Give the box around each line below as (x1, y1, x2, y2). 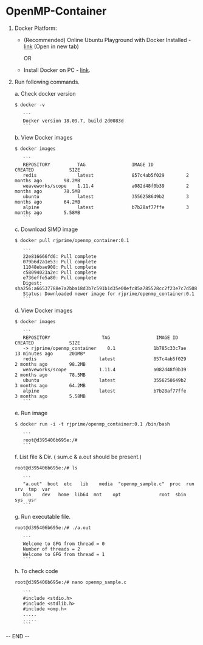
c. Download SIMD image (14, 226, 78, 233)
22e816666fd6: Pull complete (22, 253, 97, 260)
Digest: (22, 280, 43, 286)
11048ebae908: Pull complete (22, 264, 97, 270)
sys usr (14, 497, 37, 503)
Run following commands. (14, 78, 80, 85)
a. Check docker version (14, 90, 77, 97)
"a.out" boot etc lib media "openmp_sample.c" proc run (22, 480, 195, 487)
